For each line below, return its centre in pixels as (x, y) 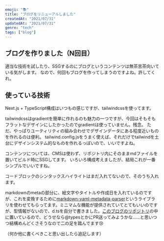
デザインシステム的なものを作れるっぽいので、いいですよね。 (76, 143)
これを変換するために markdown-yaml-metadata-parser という (76, 198)
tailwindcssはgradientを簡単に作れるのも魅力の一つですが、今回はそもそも (80, 119)
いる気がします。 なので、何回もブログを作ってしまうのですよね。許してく (80, 72)
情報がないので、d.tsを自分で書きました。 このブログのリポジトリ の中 (88, 211)
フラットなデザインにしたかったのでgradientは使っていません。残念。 (75, 124)
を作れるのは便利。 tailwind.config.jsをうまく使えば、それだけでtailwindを (80, 137)
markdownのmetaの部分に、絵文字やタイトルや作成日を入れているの (74, 193)
